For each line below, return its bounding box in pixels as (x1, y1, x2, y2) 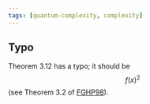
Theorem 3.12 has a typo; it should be (8, 61, 130, 71)
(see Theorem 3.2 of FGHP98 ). (8, 87, 109, 97)
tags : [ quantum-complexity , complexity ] (8, 11, 144, 20)
